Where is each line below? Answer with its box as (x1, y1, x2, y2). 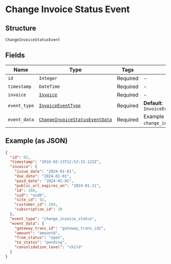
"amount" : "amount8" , (14, 230, 60, 236)
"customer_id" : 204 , (14, 202, 58, 207)
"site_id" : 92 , (14, 197, 47, 202)
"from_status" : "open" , (14, 235, 65, 240)
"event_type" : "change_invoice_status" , (10, 216, 97, 221)
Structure (5, 24, 37, 33)
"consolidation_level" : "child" (14, 245, 83, 250)
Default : (143, 99, 163, 106)
